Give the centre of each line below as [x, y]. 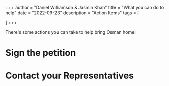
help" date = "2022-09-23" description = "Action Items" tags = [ [72, 13]
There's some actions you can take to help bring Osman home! [71, 32]
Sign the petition [41, 53]
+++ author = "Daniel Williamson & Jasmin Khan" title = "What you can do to [85, 7]
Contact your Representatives [70, 76]
